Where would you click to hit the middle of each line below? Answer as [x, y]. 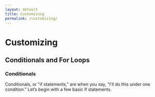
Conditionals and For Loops [47, 60]
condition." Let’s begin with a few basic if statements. [58, 89]
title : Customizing [25, 14]
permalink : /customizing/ [31, 18]
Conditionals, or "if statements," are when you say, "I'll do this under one [78, 84]
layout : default [21, 9]
